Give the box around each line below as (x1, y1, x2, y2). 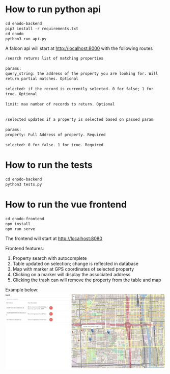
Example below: (5, 286, 39, 292)
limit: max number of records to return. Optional (5, 101, 115, 106)
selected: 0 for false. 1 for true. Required (5, 142, 103, 147)
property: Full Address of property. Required (5, 132, 106, 137)
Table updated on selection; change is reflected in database (12, 260, 139, 266)
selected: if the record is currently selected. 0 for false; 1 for (5, 86, 154, 91)
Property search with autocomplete (12, 255, 87, 261)
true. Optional (5, 91, 38, 96)
